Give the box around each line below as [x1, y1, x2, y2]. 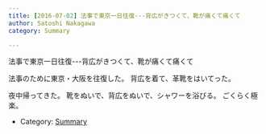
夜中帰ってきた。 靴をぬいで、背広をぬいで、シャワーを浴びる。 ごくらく [8, 91, 251, 100]
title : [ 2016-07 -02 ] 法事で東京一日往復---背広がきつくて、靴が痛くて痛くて [8, 11, 241, 20]
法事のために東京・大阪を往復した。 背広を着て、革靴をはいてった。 [8, 74, 235, 83]
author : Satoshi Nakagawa [8, 19, 95, 27]
